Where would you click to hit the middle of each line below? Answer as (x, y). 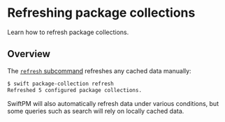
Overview (29, 54)
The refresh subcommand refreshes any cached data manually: (99, 70)
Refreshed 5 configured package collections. (74, 90)
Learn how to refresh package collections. (68, 32)
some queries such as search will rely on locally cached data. (96, 111)
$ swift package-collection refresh (60, 84)
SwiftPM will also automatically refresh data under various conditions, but (113, 103)
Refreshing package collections (101, 13)
